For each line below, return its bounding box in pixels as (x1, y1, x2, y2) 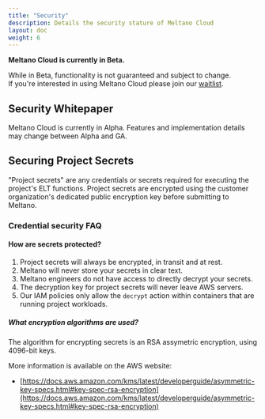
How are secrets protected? (8, 240, 101, 249)
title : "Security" (8, 11, 69, 20)
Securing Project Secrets (8, 154, 134, 168)
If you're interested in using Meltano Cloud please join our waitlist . (8, 79, 224, 89)
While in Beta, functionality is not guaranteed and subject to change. (8, 70, 232, 80)
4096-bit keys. (8, 345, 57, 355)
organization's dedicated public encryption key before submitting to (8, 191, 229, 202)
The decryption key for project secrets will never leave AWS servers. (19, 282, 244, 292)
